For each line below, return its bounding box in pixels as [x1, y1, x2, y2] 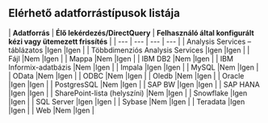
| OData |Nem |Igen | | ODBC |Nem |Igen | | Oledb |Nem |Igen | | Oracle [8, 70, 245, 80]
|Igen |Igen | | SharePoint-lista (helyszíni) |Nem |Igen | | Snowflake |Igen [8, 88, 248, 98]
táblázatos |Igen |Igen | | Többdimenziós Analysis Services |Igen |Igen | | [8, 45, 250, 55]
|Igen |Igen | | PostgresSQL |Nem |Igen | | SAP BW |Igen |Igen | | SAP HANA [8, 79, 260, 89]
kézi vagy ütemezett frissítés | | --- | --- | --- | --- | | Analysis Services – [8, 36, 252, 46]
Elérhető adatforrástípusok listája [8, 6, 180, 20]
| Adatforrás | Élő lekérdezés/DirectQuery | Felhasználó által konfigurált [8, 28, 254, 37]
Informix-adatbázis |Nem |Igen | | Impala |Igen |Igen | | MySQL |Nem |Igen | [8, 62, 259, 72]
